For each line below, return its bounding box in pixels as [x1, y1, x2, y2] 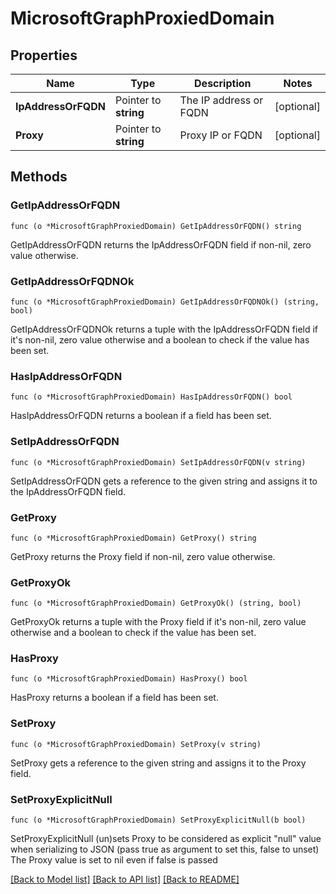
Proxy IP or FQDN [179, 128, 263, 142]
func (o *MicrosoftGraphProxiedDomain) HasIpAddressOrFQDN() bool [10, 392, 293, 402]
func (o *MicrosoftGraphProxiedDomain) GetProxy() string [10, 533, 257, 543]
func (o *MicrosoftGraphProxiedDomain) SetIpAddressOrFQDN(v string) [10, 457, 307, 467]
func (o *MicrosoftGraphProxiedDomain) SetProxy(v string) [10, 739, 262, 749]
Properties [10, 47, 78, 64]
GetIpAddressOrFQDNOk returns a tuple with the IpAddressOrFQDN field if [10, 323, 319, 335]
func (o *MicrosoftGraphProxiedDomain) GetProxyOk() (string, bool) [10, 598, 302, 609]
